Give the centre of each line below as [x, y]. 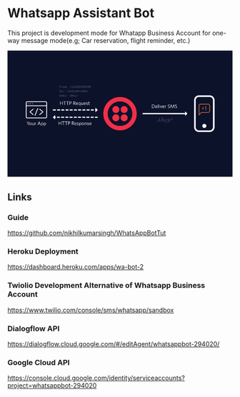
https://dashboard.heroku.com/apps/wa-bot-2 [76, 267]
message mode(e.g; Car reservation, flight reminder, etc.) [106, 40]
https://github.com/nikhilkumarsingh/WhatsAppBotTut [87, 233]
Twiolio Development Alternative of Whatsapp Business [106, 286]
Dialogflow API [34, 328]
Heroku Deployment [43, 251]
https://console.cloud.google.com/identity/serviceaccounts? [96, 378]
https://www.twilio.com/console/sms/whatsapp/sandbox [91, 310]
